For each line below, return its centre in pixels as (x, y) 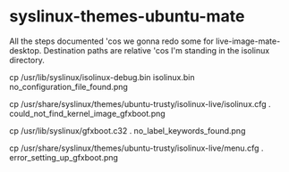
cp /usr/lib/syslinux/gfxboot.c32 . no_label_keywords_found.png (127, 130)
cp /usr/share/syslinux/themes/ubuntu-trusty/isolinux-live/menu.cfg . (136, 148)
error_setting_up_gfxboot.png (64, 157)
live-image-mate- (248, 41)
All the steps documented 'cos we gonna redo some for (112, 41)
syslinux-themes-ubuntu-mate (127, 16)
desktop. (25, 50)
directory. (27, 60)
